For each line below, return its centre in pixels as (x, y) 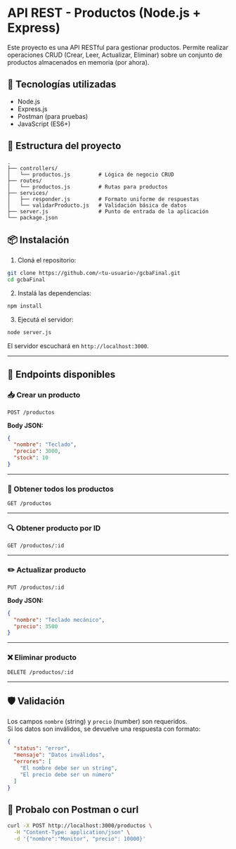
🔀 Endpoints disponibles (61, 375)
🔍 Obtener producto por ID (54, 528)
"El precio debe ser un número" (67, 774)
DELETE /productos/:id (40, 672)
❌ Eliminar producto (42, 658)
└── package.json (33, 217)
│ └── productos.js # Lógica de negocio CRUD (91, 174)
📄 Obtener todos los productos (61, 489)
